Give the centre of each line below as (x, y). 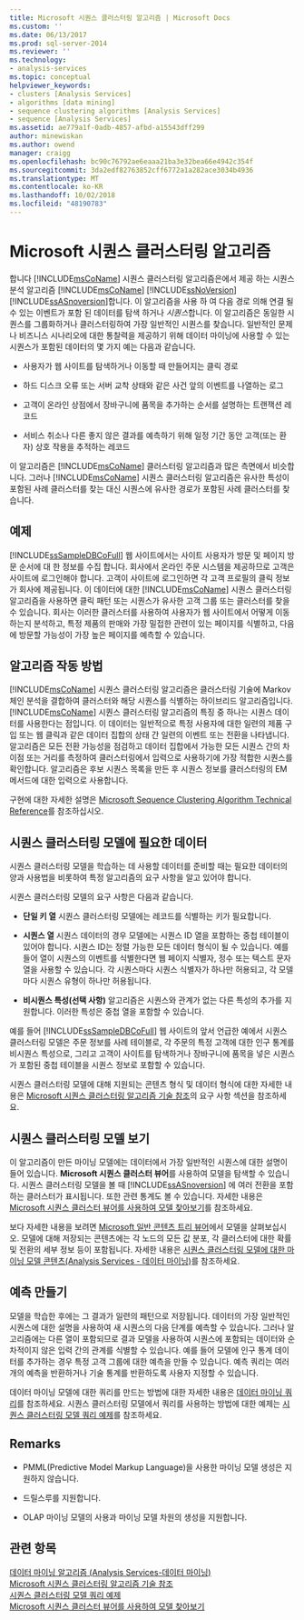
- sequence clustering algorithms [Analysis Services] (115, 111)
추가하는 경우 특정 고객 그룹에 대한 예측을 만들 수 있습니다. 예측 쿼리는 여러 (158, 1361)
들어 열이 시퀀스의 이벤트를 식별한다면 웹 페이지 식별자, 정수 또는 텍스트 (148, 958)
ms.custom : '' (36, 26)
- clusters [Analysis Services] (70, 94)
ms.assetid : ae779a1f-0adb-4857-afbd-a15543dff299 (107, 128)
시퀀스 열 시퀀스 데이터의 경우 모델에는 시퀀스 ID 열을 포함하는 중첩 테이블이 (156, 935)
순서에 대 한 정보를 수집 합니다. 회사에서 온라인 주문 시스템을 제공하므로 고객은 (157, 566)
